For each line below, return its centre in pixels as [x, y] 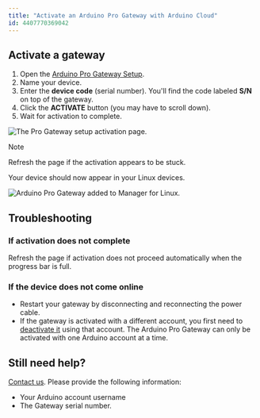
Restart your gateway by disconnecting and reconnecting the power [131, 304]
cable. [30, 313]
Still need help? [47, 363]
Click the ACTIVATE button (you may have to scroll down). [115, 108]
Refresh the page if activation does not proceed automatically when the [125, 258]
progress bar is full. [40, 266]
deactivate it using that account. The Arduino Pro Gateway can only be [135, 329]
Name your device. [50, 82]
